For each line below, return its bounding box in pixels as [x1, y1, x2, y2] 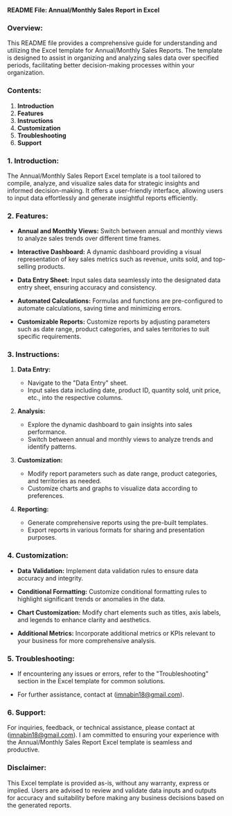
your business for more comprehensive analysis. [17, 636, 157, 644]
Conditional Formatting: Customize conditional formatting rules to [17, 587, 207, 596]
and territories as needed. [27, 477, 102, 485]
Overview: [7, 23, 43, 33]
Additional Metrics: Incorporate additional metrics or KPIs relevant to [17, 628, 216, 638]
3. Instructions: [7, 350, 60, 360]
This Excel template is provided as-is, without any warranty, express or [7, 778, 210, 787]
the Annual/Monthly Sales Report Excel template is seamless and [7, 738, 193, 747]
